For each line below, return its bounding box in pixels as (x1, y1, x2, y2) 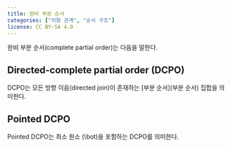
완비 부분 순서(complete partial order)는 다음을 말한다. (7, 43, 158, 52)
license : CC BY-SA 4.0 (7, 23, 73, 30)
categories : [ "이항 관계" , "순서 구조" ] (7, 17, 115, 24)
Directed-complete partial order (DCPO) (7, 64, 185, 76)
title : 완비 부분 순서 (7, 10, 65, 17)
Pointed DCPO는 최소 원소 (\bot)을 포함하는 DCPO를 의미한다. (7, 132, 179, 141)
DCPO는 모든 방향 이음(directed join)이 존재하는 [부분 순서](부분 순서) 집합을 (7, 83, 218, 92)
